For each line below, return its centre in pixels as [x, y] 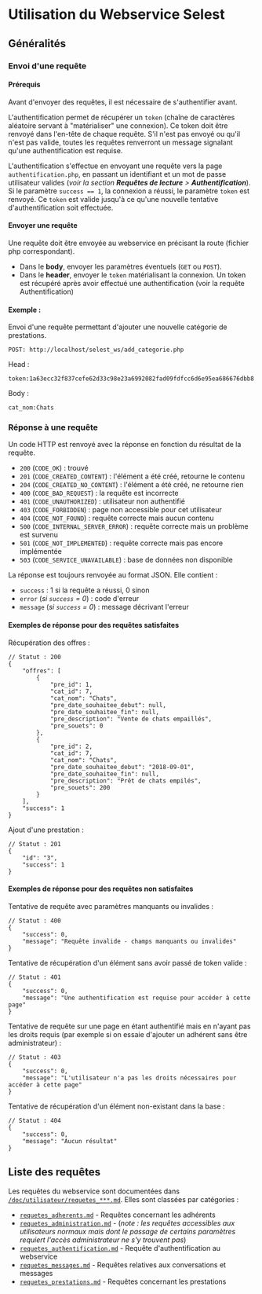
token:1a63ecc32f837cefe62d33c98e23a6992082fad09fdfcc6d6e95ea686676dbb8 [131, 379]
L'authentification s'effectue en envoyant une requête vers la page [115, 166]
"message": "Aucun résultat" [70, 1141]
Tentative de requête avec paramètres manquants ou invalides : [111, 906]
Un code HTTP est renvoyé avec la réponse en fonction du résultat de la [125, 445]
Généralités [37, 44]
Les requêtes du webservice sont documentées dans [94, 1191]
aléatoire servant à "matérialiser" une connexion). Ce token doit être [118, 125]
